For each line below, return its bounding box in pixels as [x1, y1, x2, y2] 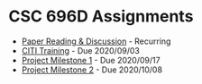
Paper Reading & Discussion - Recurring [21, 36, 171, 46]
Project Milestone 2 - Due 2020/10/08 [21, 64, 163, 75]
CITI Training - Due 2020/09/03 [21, 45, 141, 55]
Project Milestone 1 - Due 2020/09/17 [21, 55, 161, 65]
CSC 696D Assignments [8, 6, 194, 27]
